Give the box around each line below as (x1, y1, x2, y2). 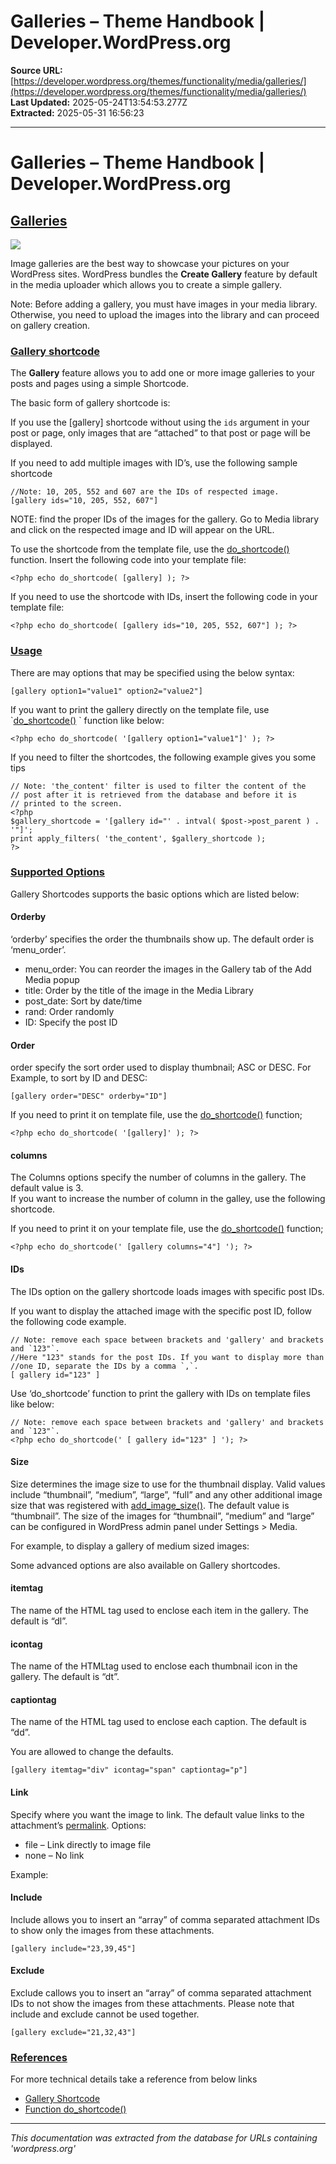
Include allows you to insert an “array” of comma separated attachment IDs (10, 1913, 320, 1925)
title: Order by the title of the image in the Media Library (24, 985, 254, 997)
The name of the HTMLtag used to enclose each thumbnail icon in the (10, 1660, 298, 1672)
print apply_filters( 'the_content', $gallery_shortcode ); (10, 833, 267, 844)
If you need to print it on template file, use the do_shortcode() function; (10, 1109, 303, 1121)
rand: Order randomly (24, 1006, 115, 1018)
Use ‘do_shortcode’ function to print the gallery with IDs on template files (10, 1387, 311, 1399)
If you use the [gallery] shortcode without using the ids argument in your (10, 416, 310, 429)
